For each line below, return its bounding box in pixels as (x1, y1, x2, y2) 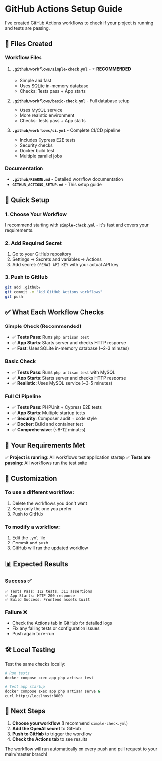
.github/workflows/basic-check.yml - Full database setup (12, 98, 130, 104)
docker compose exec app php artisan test (5, 675, 94, 680)
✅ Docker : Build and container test (12, 421, 83, 427)
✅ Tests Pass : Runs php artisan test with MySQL (12, 369, 116, 375)
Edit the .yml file (12, 534, 46, 541)
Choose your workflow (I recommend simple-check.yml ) (12, 720, 128, 726)
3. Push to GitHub (5, 273, 48, 280)
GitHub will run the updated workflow (12, 545, 89, 551)
